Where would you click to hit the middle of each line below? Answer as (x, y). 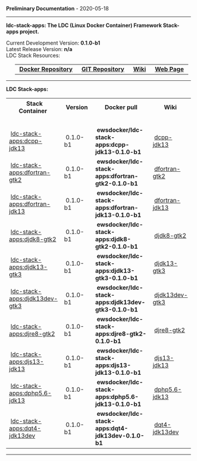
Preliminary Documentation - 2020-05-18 (57, 9)
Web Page (169, 69)
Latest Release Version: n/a (39, 49)
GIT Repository (103, 69)
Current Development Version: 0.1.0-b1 (53, 43)
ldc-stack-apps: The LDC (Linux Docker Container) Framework (84, 25)
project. (29, 31)
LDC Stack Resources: (33, 55)
